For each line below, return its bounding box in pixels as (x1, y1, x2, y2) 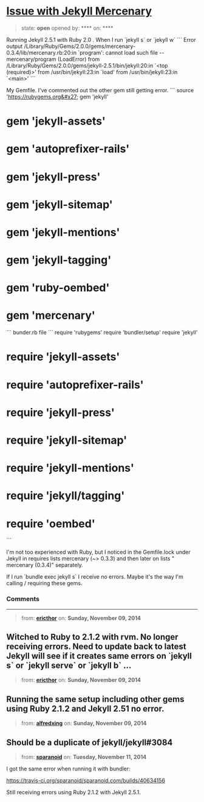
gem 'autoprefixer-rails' (6, 142, 130, 156)
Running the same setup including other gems (6, 694, 185, 704)
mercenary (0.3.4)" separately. (6, 562, 83, 569)
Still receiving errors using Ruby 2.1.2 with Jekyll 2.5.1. (6, 788, 141, 796)
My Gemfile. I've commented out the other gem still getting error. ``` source (6, 86, 194, 93)
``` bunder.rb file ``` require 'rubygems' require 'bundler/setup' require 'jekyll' (6, 329, 198, 336)
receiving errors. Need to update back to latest (6, 641, 186, 651)
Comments (6, 595, 39, 603)
